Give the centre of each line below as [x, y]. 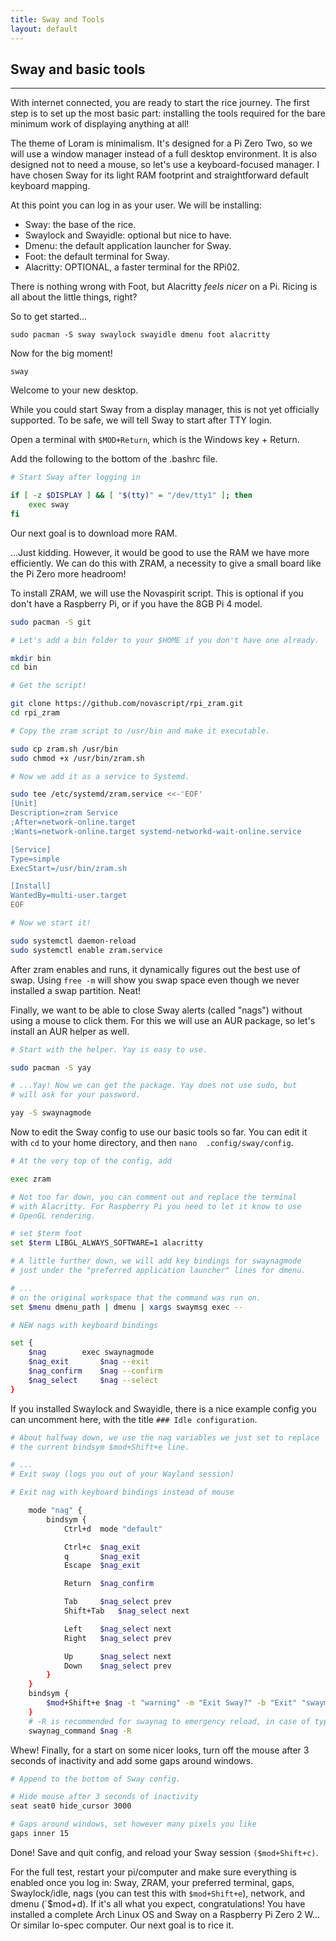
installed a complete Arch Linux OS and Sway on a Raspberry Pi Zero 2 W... [165, 1914]
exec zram [31, 1179]
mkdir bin [31, 658]
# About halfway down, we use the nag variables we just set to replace [165, 1437]
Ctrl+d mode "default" [113, 1529]
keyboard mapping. [50, 186]
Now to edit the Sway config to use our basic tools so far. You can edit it [159, 1132]
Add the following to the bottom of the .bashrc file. [114, 459]
